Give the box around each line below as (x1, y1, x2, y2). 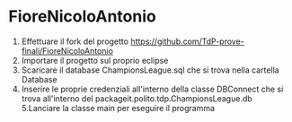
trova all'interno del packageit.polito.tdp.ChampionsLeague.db (21, 92, 252, 104)
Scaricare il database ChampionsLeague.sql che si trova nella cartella (21, 65, 279, 75)
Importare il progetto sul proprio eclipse (21, 55, 169, 65)
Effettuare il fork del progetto (21, 36, 129, 47)
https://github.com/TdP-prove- (130, 36, 244, 47)
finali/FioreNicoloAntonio (21, 45, 114, 56)
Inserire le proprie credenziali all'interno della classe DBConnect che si (21, 83, 284, 94)
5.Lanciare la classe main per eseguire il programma (21, 102, 216, 113)
